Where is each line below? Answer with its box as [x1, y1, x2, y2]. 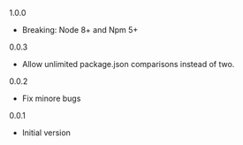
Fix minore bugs [21, 93, 81, 103]
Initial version [21, 127, 71, 138]
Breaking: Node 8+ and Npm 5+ [21, 25, 139, 34]
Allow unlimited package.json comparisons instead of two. [21, 59, 235, 69]
